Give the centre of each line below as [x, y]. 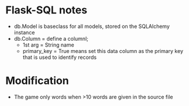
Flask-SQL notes [47, 10]
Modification [37, 81]
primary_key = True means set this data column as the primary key [103, 51]
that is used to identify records [60, 57]
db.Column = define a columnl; [51, 38]
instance [24, 32]
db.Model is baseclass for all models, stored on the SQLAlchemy [92, 26]
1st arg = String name [48, 45]
